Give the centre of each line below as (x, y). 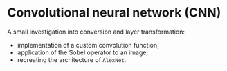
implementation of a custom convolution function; (88, 45)
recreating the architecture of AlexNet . (72, 59)
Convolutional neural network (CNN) (114, 13)
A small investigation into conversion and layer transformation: (96, 32)
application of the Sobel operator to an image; (83, 52)
